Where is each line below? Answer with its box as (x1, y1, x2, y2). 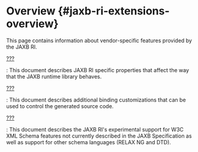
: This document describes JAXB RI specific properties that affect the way (6, 66, 190, 73)
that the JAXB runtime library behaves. (6, 73, 102, 80)
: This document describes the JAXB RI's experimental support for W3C (6, 126, 184, 133)
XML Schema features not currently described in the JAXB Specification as (6, 132, 192, 139)
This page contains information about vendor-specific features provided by (6, 37, 192, 44)
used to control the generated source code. (6, 102, 114, 109)
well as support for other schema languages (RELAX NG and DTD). (6, 138, 171, 145)
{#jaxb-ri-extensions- (58, 4, 170, 18)
